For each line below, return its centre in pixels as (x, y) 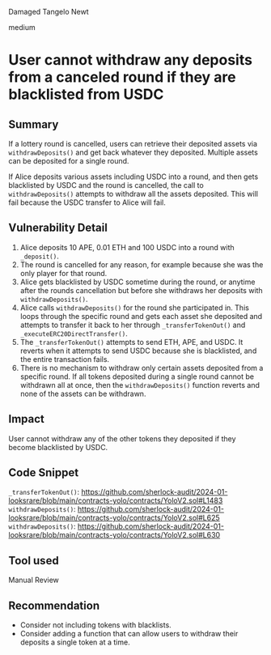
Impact (26, 419)
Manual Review (34, 580)
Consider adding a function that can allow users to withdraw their (129, 634)
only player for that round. (64, 273)
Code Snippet (44, 473)
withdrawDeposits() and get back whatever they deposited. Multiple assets (133, 152)
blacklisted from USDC (86, 94)
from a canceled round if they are (122, 77)
